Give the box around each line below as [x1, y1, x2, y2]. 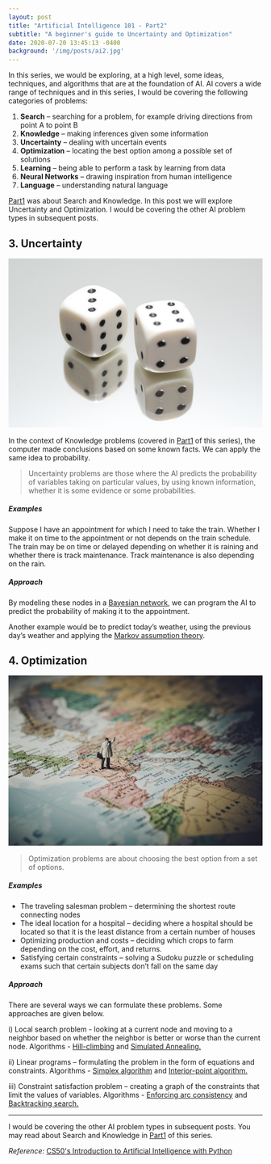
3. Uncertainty [8, 237, 83, 250]
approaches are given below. [8, 1008, 105, 1018]
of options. [27, 862, 65, 872]
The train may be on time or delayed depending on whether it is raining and [8, 541, 259, 551]
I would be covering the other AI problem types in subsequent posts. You [8, 1121, 252, 1131]
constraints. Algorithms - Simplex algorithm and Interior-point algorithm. [8, 1065, 248, 1075]
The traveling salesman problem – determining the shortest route [19, 901, 236, 910]
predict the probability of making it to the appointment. [8, 606, 190, 616]
